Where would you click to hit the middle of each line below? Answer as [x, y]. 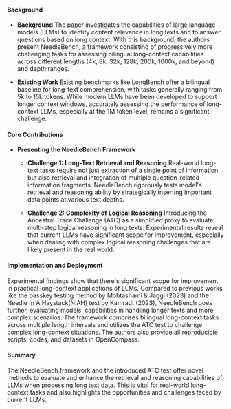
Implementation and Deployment [55, 265]
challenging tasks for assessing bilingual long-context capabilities [110, 54]
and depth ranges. [43, 69]
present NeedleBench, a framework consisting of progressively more [115, 47]
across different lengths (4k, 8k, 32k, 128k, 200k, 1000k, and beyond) [116, 61]
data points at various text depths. [76, 200]
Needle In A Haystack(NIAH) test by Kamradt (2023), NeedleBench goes [110, 302]
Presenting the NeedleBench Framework [76, 150]
